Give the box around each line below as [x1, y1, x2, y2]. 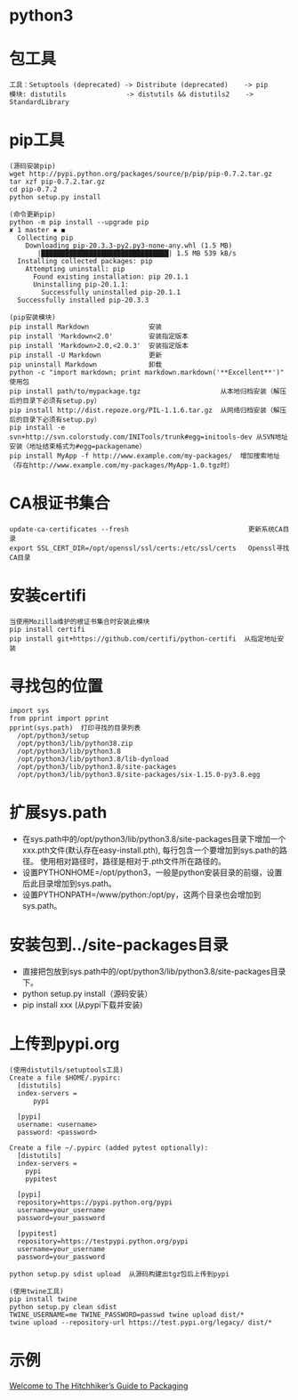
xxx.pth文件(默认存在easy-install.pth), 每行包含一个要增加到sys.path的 [21, 845, 280, 855]
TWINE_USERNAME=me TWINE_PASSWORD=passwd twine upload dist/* [9, 1310, 245, 1319]
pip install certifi [9, 625, 86, 634]
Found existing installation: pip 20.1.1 [32, 272, 189, 281]
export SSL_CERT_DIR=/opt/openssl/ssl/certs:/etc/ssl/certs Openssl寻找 [9, 544, 290, 553]
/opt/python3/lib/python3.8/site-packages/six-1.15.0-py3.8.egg [17, 770, 261, 779]
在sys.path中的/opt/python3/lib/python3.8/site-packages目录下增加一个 [21, 833, 286, 844]
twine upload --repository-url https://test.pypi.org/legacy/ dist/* [9, 1318, 273, 1327]
